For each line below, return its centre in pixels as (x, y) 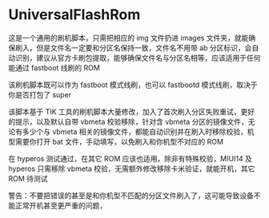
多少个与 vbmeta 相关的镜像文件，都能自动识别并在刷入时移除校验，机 (138, 131)
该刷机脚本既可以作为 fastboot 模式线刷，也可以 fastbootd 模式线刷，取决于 (133, 85)
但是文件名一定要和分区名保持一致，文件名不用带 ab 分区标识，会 (144, 48)
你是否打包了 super (40, 94)
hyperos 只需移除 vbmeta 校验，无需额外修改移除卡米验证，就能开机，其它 (132, 168)
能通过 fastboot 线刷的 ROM (54, 67)
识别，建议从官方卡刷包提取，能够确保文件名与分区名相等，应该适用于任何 (138, 57)
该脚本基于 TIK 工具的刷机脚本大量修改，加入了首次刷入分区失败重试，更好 (132, 111)
